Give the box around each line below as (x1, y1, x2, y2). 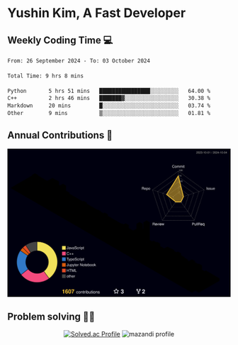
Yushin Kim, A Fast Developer (7, 5, 186, 21)
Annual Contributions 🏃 (7, 129, 113, 141)
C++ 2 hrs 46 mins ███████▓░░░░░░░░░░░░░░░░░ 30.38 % (7, 94, 211, 102)
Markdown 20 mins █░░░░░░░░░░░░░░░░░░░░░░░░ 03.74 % (7, 102, 211, 109)
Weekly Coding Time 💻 (7, 34, 113, 46)
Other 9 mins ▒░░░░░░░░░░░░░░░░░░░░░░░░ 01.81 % (7, 110, 211, 117)
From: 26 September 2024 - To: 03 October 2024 (7, 57, 151, 65)
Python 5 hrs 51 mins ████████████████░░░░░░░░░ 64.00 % (7, 87, 211, 94)
